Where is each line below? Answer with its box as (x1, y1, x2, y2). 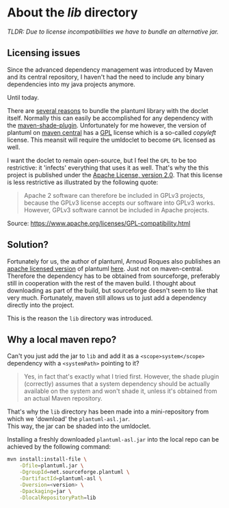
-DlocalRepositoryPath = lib (19, 494, 96, 501)
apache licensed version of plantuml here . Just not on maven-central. (7, 264, 204, 272)
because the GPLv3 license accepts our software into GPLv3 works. (23, 199, 215, 207)
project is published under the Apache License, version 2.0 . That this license (7, 170, 223, 179)
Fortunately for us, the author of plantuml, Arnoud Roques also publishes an (7, 257, 221, 265)
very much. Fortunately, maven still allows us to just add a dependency (7, 293, 207, 302)
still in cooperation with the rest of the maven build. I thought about (7, 279, 196, 287)
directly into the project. (7, 301, 75, 309)
